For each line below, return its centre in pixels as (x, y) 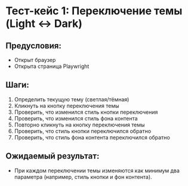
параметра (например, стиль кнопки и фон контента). (83, 176)
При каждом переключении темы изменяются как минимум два (97, 170)
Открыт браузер (35, 60)
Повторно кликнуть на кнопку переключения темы (79, 125)
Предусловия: (34, 46)
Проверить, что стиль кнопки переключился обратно (83, 131)
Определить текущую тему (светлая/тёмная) (72, 99)
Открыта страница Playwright (52, 66)
